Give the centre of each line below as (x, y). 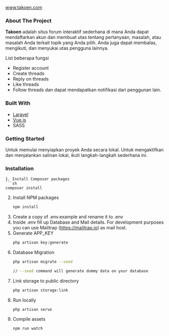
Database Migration (34, 252)
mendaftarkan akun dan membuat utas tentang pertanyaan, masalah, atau (83, 37)
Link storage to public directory (46, 281)
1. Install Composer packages (38, 179)
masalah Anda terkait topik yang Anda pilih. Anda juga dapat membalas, (81, 43)
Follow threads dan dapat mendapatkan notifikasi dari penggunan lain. (87, 90)
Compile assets (29, 319)
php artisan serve (32, 309)
